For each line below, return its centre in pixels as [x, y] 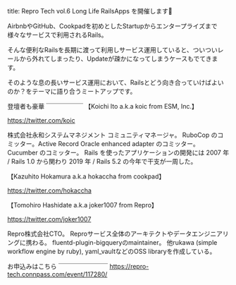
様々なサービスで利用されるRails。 [57, 35]
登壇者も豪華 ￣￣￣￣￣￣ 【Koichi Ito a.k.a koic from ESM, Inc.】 [103, 106]
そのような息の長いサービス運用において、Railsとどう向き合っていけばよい [116, 83]
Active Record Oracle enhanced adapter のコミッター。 [118, 144]
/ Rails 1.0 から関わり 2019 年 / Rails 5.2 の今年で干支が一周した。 [102, 161]
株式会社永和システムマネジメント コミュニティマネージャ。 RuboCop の [112, 135]
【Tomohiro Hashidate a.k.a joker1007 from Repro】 [83, 205]
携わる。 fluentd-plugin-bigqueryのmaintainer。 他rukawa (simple [122, 242]
